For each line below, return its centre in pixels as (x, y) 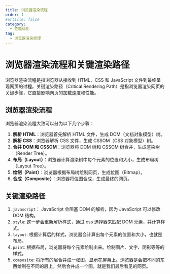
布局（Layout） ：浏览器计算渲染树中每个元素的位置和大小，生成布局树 (86, 159)
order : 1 (14, 15)
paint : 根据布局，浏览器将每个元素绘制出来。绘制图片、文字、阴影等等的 (89, 247)
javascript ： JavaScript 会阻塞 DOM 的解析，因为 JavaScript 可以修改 (87, 209)
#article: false (22, 19)
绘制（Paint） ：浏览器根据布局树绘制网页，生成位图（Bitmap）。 (79, 172)
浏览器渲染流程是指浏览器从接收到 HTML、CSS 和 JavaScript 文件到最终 (81, 80)
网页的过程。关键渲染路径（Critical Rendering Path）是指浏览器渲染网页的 (87, 86)
